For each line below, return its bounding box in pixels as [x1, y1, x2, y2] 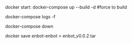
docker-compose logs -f [5, 14, 56, 19]
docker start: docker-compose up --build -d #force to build [5, 4, 127, 10]
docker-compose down [5, 23, 53, 29]
